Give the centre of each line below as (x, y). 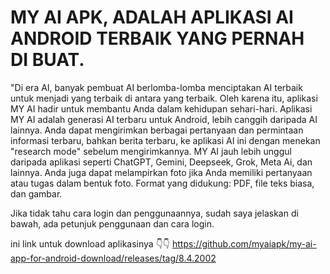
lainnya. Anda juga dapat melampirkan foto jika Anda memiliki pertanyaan (161, 172)
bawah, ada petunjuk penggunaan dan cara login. (112, 223)
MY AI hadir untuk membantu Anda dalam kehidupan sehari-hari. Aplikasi (161, 108)
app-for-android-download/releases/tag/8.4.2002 (113, 258)
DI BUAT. (47, 60)
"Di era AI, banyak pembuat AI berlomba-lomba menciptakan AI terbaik (156, 87)
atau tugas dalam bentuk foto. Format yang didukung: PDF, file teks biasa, (162, 183)
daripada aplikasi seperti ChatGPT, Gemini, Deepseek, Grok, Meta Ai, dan (161, 162)
